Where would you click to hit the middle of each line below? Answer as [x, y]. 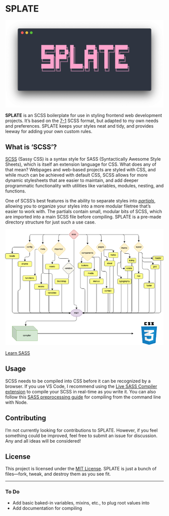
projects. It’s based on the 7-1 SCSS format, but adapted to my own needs [82, 121]
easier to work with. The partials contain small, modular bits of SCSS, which [84, 212]
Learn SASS [18, 353]
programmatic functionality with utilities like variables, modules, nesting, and [84, 186]
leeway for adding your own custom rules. [49, 131]
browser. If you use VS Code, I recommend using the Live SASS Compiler [81, 386]
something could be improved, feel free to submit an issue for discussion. [81, 436]
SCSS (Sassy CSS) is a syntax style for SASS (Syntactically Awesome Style [83, 159]
